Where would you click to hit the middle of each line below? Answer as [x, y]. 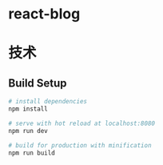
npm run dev [28, 131]
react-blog [44, 14]
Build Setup [38, 83]
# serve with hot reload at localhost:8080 [82, 123]
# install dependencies [48, 102]
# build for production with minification [80, 145]
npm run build [32, 153]
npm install [28, 109]
